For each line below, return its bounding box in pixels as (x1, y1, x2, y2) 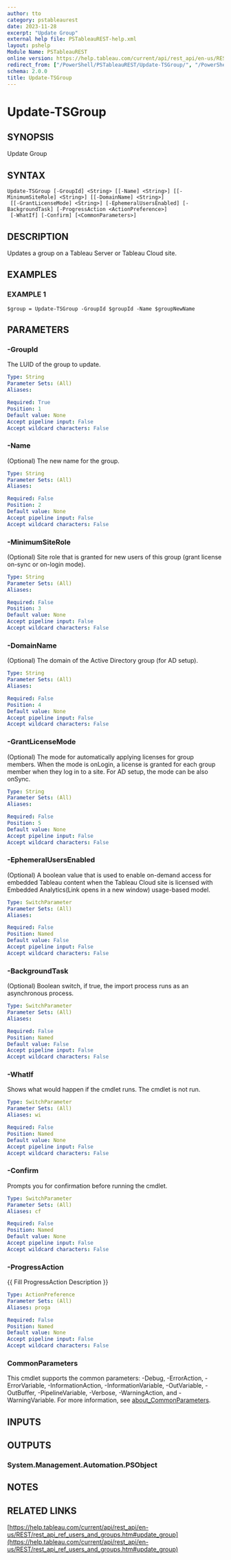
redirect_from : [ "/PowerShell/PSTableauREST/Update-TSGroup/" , (7, 61, 192, 68)
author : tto (7, 10, 41, 17)
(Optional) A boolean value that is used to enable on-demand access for (7, 870, 212, 879)
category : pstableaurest (7, 17, 78, 23)
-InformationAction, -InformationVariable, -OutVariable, (47, 1381, 204, 1390)
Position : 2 (7, 501, 41, 509)
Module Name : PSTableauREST (7, 49, 88, 56)
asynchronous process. (7, 989, 74, 997)
